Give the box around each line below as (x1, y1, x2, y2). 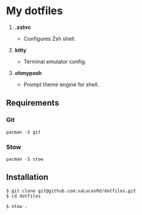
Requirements (6, 98, 59, 108)
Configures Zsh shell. (23, 35, 76, 42)
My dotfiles (6, 4, 63, 18)
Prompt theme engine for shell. (23, 81, 99, 88)
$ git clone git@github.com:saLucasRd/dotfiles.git (6, 188, 136, 194)
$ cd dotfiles (6, 193, 41, 199)
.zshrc (14, 24, 31, 31)
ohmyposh (14, 69, 43, 76)
